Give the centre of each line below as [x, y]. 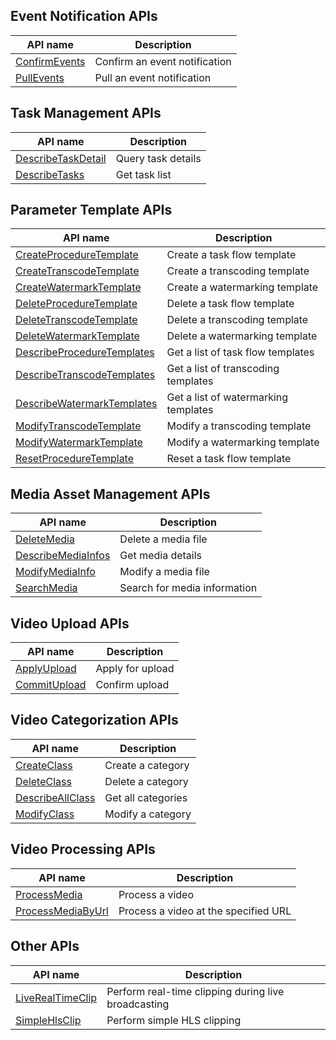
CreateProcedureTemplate [77, 255]
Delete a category [146, 781]
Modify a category [148, 814]
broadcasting [138, 1004]
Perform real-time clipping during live [195, 991]
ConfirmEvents [50, 61]
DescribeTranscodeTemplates [85, 375]
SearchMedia [46, 588]
